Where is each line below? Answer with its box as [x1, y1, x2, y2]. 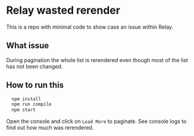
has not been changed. [6, 63, 63, 70]
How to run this [6, 80, 64, 90]
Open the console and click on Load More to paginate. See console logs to [6, 118, 187, 125]
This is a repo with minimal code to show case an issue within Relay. [6, 23, 174, 30]
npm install [11, 96, 42, 102]
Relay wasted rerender [6, 4, 121, 17]
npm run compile [11, 101, 52, 107]
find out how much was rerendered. [6, 124, 94, 131]
